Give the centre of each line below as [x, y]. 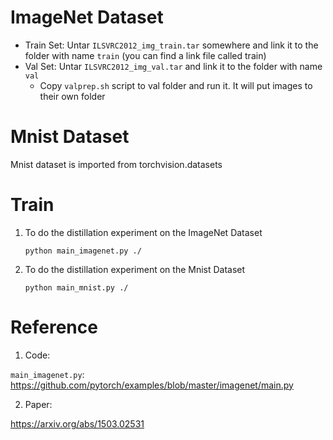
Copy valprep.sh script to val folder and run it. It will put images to [176, 85]
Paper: [38, 404]
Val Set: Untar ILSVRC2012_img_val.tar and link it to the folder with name [173, 66]
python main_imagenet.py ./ [83, 251]
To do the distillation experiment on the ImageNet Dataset [143, 232]
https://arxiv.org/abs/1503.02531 [77, 423]
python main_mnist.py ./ [76, 287]
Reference [54, 327]
